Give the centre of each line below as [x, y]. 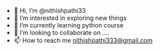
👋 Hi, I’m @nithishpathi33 [50, 11]
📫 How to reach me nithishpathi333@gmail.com [83, 40]
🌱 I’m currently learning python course [69, 25]
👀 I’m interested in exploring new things [70, 18]
